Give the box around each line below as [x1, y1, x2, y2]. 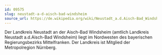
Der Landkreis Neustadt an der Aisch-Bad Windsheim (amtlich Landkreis [4, 29, 149, 35]
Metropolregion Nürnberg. [4, 44, 57, 51]
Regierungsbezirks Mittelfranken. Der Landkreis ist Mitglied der [4, 40, 131, 45]
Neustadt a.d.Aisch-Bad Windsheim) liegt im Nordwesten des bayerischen [4, 34, 153, 40]
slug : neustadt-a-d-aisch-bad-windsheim [4, 12, 88, 16]
